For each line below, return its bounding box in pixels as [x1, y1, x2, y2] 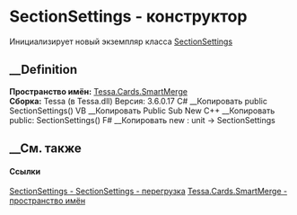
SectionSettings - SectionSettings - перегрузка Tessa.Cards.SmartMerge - [9, 186, 288, 197]
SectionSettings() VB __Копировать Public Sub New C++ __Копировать [9, 105, 275, 116]
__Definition [9, 62, 78, 77]
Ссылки [9, 166, 41, 176]
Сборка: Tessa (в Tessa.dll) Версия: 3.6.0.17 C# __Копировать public [9, 95, 267, 106]
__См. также [9, 141, 83, 157]
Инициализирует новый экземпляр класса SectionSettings [9, 36, 233, 47]
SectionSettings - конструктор [9, 6, 248, 27]
